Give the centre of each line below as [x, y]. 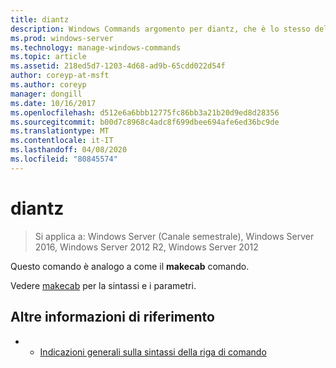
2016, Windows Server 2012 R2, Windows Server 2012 [146, 247]
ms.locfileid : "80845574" [64, 159]
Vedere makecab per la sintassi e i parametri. [103, 285]
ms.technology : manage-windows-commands [96, 47]
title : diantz [40, 19]
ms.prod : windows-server [62, 38]
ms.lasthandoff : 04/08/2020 [69, 150]
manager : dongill [46, 94]
